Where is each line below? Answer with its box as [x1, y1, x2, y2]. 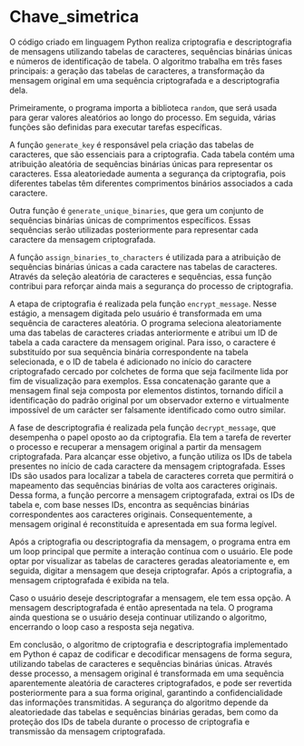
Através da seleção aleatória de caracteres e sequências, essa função [9, 271, 272, 282]
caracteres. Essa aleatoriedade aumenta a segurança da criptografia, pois [9, 168, 286, 179]
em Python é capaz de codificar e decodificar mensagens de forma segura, [9, 648, 293, 660]
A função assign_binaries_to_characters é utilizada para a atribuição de [9, 252, 281, 263]
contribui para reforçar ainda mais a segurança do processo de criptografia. [9, 280, 294, 292]
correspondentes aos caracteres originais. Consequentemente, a [9, 509, 253, 520]
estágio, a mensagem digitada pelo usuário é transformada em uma [9, 307, 262, 319]
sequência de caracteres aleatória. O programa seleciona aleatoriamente [9, 317, 282, 328]
